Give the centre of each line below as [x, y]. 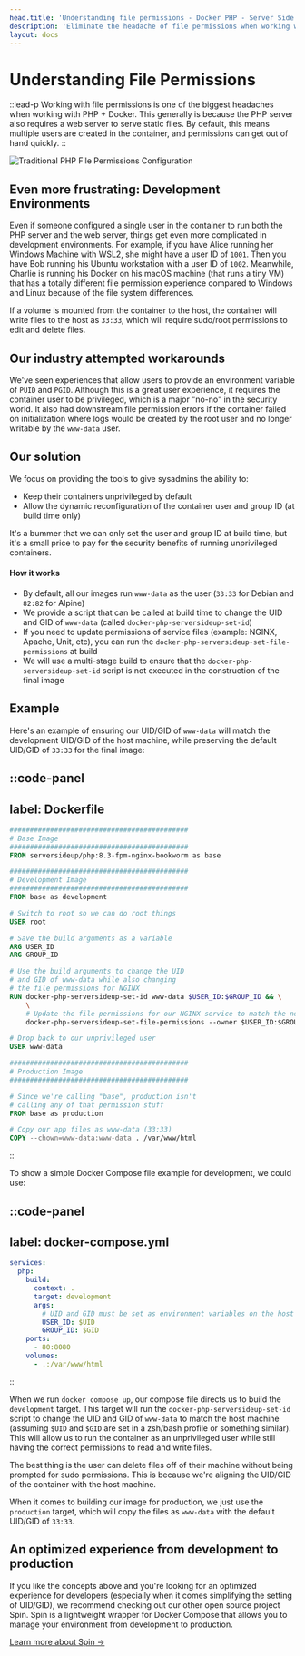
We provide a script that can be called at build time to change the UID [152, 612]
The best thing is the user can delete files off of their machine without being [151, 1465]
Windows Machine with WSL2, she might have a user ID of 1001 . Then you [148, 254]
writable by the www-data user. [65, 428]
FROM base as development [58, 897]
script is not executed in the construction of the [191, 670]
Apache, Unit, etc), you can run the [88, 642]
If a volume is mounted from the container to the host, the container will [143, 310]
